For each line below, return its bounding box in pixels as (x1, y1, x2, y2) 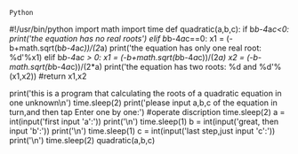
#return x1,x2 (38, 71, 87, 81)
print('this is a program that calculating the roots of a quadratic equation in (9, 89, 282, 98)
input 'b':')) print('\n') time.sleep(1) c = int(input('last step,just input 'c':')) (9, 126, 276, 136)
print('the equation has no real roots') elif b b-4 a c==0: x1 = (9, 34, 225, 43)
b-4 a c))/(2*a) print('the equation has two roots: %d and (52, 62, 258, 72)
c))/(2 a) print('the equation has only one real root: (79, 42, 262, 53)
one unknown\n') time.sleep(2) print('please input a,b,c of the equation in (9, 97, 278, 108)
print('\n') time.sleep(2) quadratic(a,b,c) (9, 135, 156, 145)
